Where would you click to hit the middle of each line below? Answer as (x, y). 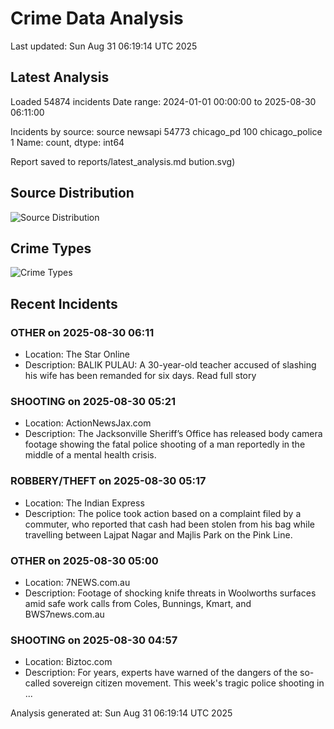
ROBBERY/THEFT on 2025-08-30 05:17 (108, 481)
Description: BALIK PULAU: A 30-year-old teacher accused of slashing (170, 365)
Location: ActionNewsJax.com (88, 423)
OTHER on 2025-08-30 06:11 (82, 332)
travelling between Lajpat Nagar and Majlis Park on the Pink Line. (158, 534)
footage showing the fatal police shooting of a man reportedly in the (165, 444)
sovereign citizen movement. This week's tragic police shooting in (188, 683)
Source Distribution (72, 193)
